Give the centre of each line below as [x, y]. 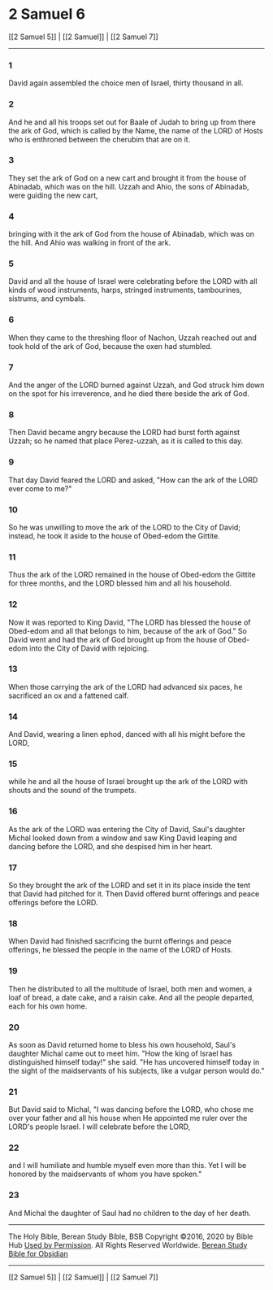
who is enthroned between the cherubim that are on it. [100, 139]
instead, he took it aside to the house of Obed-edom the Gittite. [115, 536]
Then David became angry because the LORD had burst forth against [124, 433]
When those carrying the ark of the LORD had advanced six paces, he [126, 686]
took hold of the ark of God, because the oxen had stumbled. [110, 346]
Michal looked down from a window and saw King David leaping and [123, 838]
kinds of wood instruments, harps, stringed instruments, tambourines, [125, 290]
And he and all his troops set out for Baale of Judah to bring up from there [132, 122]
